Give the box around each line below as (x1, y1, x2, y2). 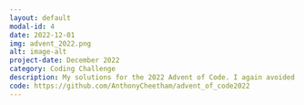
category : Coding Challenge (9, 65, 117, 74)
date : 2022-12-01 (9, 30, 76, 39)
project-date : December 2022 (9, 56, 120, 65)
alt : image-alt (9, 47, 67, 57)
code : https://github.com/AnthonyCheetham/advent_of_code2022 (9, 81, 250, 90)
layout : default (9, 13, 71, 23)
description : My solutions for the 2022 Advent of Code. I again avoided (9, 73, 296, 82)
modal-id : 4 (9, 22, 55, 31)
